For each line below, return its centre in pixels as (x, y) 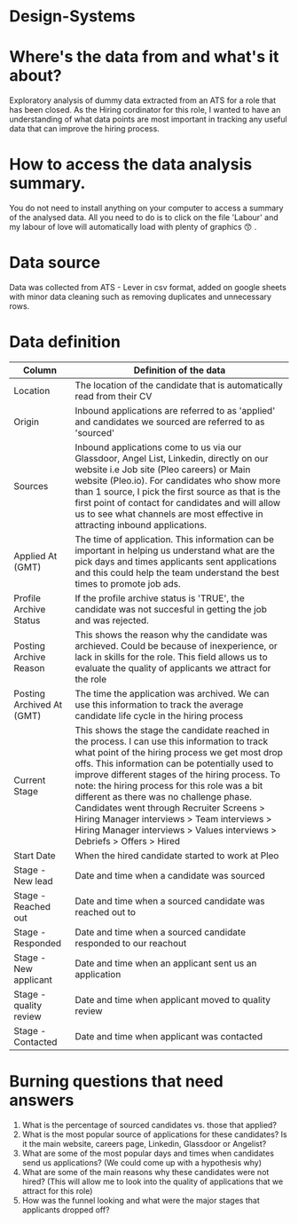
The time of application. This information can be (175, 539)
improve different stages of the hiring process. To (178, 774)
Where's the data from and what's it (144, 57)
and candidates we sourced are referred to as (170, 422)
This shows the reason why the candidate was (171, 635)
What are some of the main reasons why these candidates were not (145, 1172)
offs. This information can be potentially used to (174, 763)
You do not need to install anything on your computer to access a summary (146, 208)
